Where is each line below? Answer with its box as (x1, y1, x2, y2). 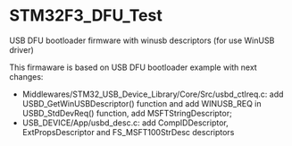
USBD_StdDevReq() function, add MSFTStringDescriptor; (21, 107, 232, 118)
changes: (9, 71, 44, 82)
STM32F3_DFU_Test (9, 5, 163, 26)
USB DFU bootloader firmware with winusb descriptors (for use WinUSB (9, 35, 275, 46)
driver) (9, 44, 34, 55)
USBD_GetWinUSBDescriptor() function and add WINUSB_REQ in (21, 98, 262, 108)
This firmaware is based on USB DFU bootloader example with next (9, 62, 257, 73)
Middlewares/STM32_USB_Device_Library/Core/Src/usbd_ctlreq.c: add (21, 89, 284, 99)
